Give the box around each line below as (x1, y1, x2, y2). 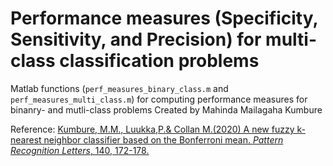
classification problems (59, 50, 260, 72)
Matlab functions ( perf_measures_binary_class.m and (10, 82, 229, 94)
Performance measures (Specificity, (10, 7, 318, 30)
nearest (10, 133, 42, 146)
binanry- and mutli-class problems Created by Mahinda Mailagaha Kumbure (10, 103, 323, 116)
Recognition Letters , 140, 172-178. (10, 144, 150, 156)
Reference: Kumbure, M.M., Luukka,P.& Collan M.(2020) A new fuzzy (10, 123, 295, 135)
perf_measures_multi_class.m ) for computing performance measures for (10, 93, 308, 105)
